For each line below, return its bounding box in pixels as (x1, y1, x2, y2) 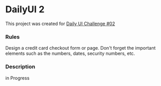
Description (5, 63, 35, 70)
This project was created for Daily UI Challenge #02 (5, 20, 115, 27)
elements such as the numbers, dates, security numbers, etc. (5, 50, 135, 57)
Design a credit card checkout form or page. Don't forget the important (5, 45, 156, 51)
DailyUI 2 (5, 4, 45, 15)
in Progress (5, 75, 30, 81)
